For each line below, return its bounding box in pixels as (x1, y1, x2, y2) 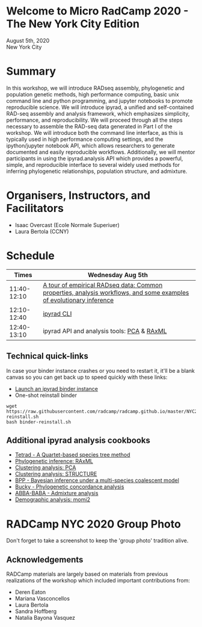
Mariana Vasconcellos (14, 595, 70, 602)
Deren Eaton (14, 588, 46, 596)
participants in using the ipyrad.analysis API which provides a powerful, (6, 155, 183, 162)
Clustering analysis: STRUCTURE (14, 470, 97, 478)
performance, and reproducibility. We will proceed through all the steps (6, 116, 183, 123)
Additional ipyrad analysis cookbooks (6, 435, 150, 445)
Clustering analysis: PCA (14, 464, 76, 471)
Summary (6, 64, 56, 78)
